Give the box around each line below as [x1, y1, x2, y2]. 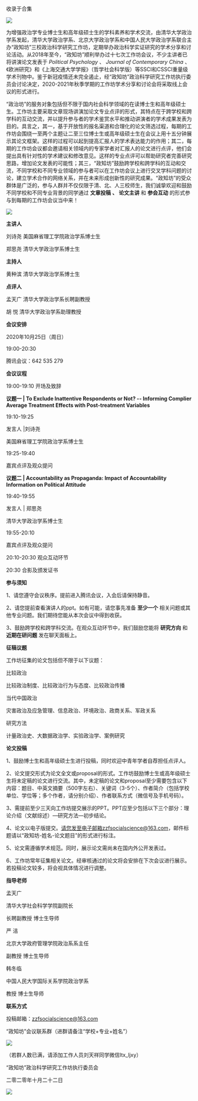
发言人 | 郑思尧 [6, 505, 42, 511]
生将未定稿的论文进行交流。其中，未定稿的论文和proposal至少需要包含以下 [6, 777, 187, 784]
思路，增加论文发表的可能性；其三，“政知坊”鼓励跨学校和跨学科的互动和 [6, 160, 181, 167]
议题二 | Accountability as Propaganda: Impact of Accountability [6, 475, 167, 481]
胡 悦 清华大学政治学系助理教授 [6, 308, 81, 315]
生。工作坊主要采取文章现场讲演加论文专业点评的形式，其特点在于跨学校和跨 [6, 108, 192, 115]
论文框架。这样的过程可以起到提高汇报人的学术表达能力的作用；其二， [16, 138, 187, 144]
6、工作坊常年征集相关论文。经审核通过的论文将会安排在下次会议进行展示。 [6, 857, 190, 864]
